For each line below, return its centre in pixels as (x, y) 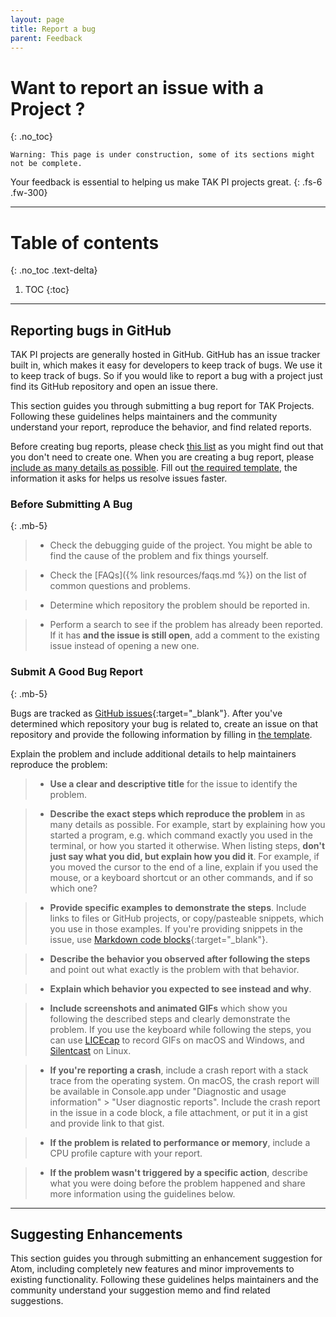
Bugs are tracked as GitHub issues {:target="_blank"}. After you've (146, 713)
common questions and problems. (120, 586)
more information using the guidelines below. (142, 1193)
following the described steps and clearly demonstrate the (170, 1018)
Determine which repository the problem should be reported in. (180, 605)
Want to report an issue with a (137, 87)
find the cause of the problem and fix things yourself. (159, 556)
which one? (73, 888)
